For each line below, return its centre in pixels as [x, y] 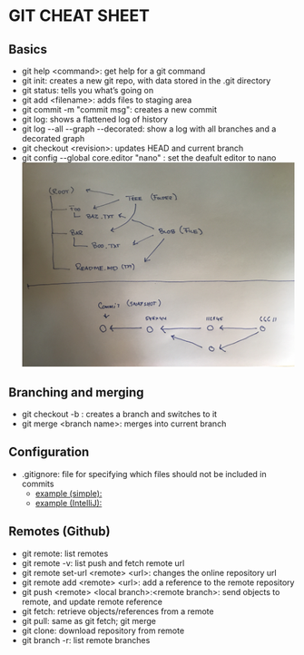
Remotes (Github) [59, 532]
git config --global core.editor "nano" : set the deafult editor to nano [149, 158]
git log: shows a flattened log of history [95, 119]
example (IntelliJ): [69, 503]
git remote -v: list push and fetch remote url [103, 562]
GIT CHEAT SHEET [79, 16]
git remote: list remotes [65, 553]
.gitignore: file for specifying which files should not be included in [144, 474]
